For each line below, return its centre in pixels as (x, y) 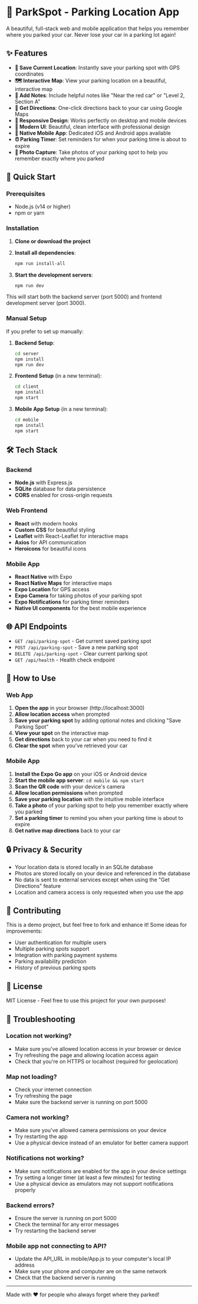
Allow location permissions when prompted (69, 793)
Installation (23, 228)
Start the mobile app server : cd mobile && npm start (79, 780)
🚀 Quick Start (31, 177)
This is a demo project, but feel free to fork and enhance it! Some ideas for (97, 925)
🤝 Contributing (34, 911)
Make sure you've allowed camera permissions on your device (90, 1130)
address (24, 1265)
